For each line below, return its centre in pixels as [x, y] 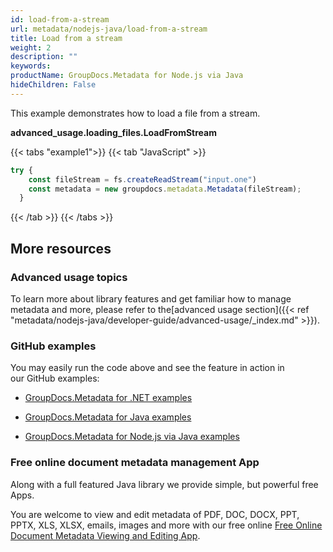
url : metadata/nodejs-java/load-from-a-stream [109, 29]
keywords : [31, 66]
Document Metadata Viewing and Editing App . [105, 535]
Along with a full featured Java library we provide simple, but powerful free [164, 484]
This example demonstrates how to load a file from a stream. [135, 113]
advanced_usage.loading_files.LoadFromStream [113, 132]
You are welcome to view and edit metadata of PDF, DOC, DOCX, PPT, [155, 514]
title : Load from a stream [66, 38]
